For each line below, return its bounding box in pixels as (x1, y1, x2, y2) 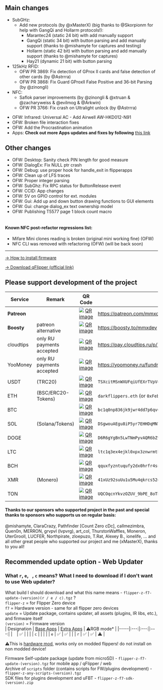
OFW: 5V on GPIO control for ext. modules (12, 193, 97, 199)
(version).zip (5, 680, 34, 685)
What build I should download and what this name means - (5, 589, 123, 596)
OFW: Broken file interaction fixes (12, 119, 79, 125)
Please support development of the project (5, 279, 137, 287)
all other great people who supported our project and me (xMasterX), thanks (5, 538, 158, 544)
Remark (46, 296, 65, 302)
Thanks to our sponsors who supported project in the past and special (5, 507, 149, 513)
